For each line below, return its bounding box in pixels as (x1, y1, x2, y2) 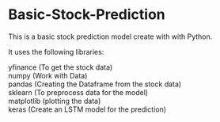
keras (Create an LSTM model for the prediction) (8, 105, 167, 114)
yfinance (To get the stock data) (8, 62, 113, 72)
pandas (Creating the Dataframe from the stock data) (8, 79, 182, 89)
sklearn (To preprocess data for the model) (8, 87, 149, 97)
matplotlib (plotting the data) (8, 96, 101, 105)
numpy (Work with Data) (8, 71, 88, 80)
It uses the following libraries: (8, 47, 104, 56)
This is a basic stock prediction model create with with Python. (8, 32, 213, 41)
